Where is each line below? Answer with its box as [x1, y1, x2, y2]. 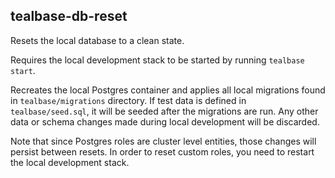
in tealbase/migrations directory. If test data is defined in [10, 94, 247, 106]
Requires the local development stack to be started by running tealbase [10, 54, 305, 66]
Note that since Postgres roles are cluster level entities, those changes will [10, 135, 317, 147]
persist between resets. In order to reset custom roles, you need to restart [10, 145, 315, 158]
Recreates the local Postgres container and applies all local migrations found [10, 84, 326, 96]
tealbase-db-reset [10, 8, 128, 25]
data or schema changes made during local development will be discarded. [10, 115, 320, 128]
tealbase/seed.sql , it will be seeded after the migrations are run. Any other [10, 105, 319, 117]
